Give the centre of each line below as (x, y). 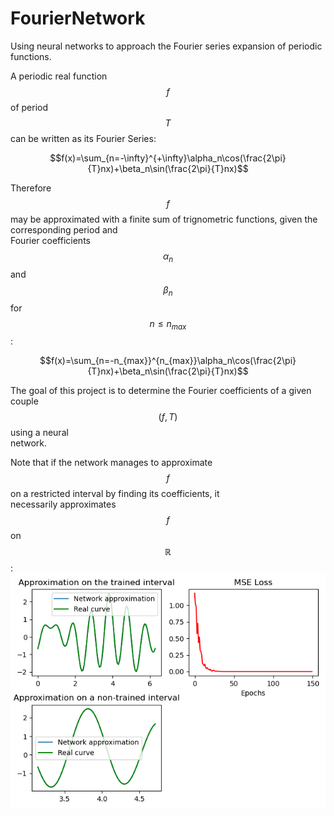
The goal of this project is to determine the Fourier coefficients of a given (161, 391)
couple (24, 401)
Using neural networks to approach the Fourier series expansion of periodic (166, 46)
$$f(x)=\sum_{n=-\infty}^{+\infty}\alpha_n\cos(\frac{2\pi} (168, 158)
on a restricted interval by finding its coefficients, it (115, 494)
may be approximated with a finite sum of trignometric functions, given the (164, 219)
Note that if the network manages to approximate (111, 463)
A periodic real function (59, 76)
